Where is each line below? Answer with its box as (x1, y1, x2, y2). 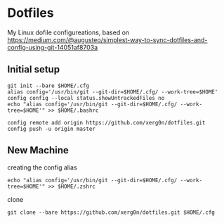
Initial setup (7, 63, 60, 75)
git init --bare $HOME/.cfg (7, 82, 90, 89)
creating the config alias (7, 163, 77, 172)
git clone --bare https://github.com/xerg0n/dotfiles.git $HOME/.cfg (7, 209, 216, 216)
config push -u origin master (7, 125, 96, 132)
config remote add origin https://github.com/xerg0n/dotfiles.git (7, 119, 206, 126)
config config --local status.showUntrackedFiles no (7, 94, 165, 101)
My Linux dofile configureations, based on (7, 28, 130, 37)
